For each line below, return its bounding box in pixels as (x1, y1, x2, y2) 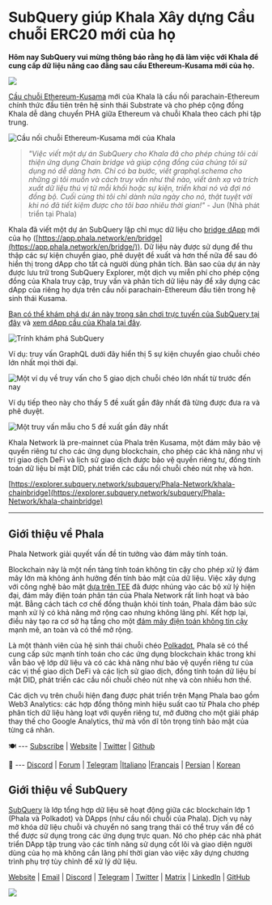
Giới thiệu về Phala (8, 527, 104, 542)
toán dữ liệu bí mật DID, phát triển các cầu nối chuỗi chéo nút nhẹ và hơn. (8, 463, 253, 473)
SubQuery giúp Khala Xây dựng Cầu (8, 8, 255, 27)
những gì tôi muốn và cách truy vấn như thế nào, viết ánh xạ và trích (28, 174, 259, 184)
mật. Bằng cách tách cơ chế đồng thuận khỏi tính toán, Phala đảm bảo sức (8, 599, 257, 609)
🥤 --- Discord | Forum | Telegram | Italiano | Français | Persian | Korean (8, 759, 240, 769)
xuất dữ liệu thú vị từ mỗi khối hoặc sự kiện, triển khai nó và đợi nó (28, 183, 251, 193)
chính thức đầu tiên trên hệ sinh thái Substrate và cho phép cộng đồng (8, 100, 244, 109)
